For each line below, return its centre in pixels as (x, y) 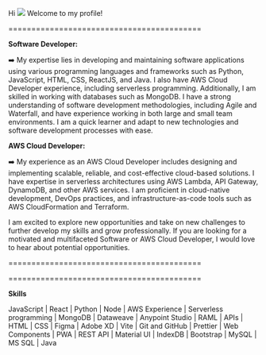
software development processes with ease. (81, 130)
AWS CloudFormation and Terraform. (69, 207)
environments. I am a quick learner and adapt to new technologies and (123, 122)
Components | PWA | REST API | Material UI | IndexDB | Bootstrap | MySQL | (133, 334)
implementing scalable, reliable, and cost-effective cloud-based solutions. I (131, 173)
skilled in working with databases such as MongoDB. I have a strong (120, 96)
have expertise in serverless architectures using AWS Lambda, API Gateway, (133, 181)
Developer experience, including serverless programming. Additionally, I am (132, 88)
